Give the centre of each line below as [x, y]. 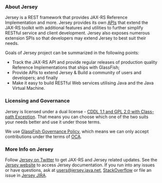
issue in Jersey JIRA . [26, 175]
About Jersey [21, 7]
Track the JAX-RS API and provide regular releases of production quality [85, 62]
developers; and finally [35, 78]
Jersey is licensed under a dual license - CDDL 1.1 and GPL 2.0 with [72, 111]
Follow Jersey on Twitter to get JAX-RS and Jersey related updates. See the [81, 160]
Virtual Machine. [28, 88]
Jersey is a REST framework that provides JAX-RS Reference [66, 18]
